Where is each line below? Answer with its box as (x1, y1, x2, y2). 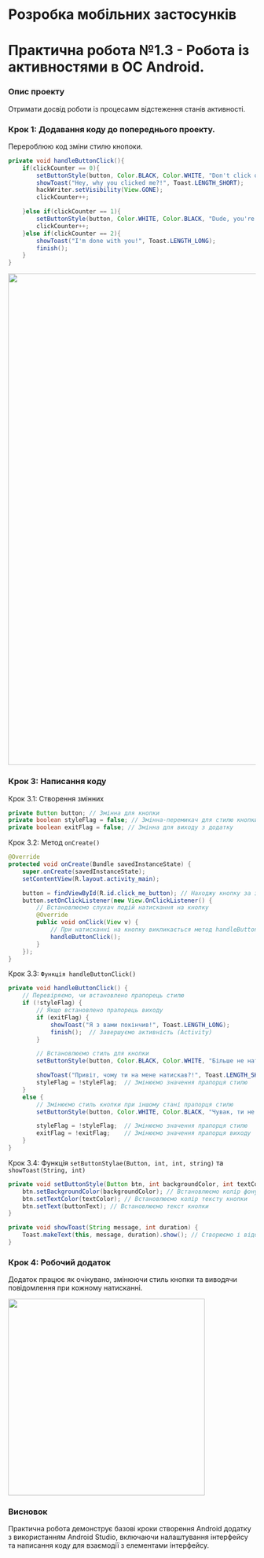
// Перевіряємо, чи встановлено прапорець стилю (22, 992, 185, 1000)
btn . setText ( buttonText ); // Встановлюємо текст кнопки (22, 1202, 210, 1210)
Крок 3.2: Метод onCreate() (8, 838, 101, 847)
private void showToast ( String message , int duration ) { (8, 1224, 199, 1232)
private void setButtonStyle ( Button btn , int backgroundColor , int (8, 1180, 234, 1188)
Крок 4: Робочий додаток (8, 1257, 112, 1268)
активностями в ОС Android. (8, 58, 205, 76)
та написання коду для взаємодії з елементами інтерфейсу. (8, 1541, 210, 1550)
